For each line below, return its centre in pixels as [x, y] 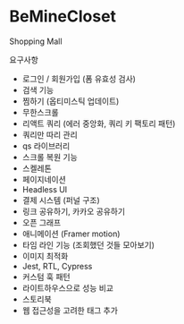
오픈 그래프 [42, 222]
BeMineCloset [63, 17]
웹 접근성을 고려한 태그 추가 [70, 310]
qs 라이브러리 [46, 146]
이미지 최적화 [45, 256]
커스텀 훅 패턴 [46, 277]
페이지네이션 [44, 179]
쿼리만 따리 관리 [50, 134]
